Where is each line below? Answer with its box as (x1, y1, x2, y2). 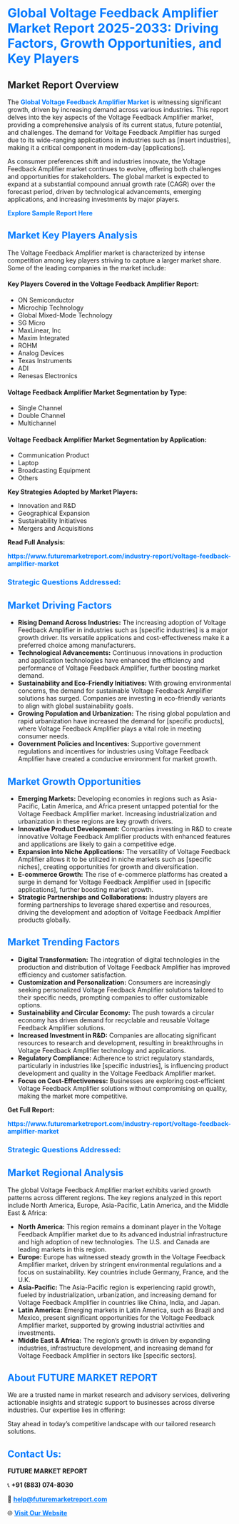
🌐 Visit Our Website (7, 1509, 68, 1518)
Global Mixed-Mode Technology (17, 311, 113, 320)
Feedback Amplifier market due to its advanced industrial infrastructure (17, 1229, 228, 1239)
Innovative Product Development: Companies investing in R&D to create (17, 824, 233, 833)
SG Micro (17, 319, 46, 327)
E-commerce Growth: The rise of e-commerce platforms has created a (17, 870, 228, 878)
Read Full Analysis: (7, 538, 66, 547)
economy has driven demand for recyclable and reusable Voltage (17, 1015, 210, 1025)
